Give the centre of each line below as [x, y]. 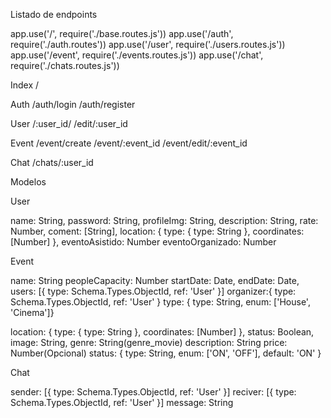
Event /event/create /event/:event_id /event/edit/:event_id [129, 143]
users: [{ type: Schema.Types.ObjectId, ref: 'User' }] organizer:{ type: [153, 291]
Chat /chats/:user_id [52, 162]
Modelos [28, 182]
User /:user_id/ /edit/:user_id [69, 123]
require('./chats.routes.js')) [65, 65]
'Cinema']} [32, 312]
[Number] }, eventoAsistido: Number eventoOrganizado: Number [143, 242]
